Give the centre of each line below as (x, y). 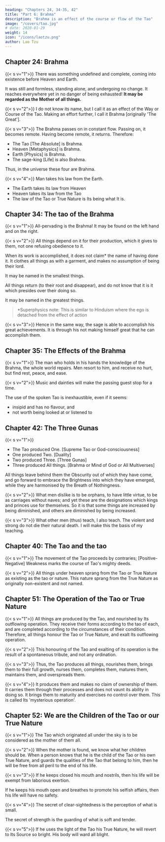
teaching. (15, 531)
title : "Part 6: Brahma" (31, 14)
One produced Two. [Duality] (42, 455)
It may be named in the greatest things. (45, 300)
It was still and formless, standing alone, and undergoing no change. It (76, 89)
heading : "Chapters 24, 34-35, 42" (42, 10)
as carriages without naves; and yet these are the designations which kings (82, 500)
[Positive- (148, 558)
